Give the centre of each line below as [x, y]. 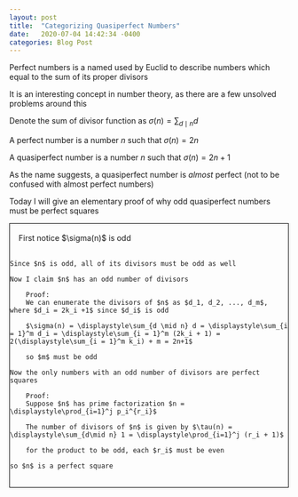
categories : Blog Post [51, 42]
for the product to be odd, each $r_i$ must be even [125, 451]
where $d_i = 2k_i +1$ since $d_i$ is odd [90, 311]
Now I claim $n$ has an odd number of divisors [99, 280]
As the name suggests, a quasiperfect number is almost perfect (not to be [145, 175]
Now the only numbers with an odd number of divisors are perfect [135, 373]
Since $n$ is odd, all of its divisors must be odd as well [123, 264]
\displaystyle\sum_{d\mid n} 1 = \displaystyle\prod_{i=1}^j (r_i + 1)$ [147, 435]
